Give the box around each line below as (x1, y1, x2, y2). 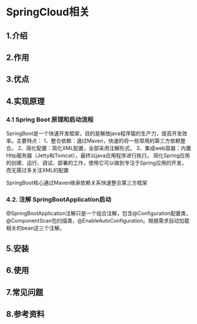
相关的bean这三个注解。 (6, 224, 65, 232)
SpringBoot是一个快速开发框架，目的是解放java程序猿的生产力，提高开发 (6, 130, 182, 137)
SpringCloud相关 (6, 5, 90, 19)
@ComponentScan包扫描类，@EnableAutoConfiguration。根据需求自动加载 (6, 217, 190, 224)
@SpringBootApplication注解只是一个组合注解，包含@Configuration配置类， (6, 210, 192, 217)
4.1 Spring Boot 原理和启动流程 (6, 115, 94, 124)
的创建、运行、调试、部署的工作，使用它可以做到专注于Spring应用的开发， (6, 160, 187, 167)
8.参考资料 (6, 309, 45, 319)
